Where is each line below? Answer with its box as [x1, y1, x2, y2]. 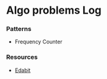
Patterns [6, 25, 32, 33]
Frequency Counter [14, 38, 62, 45]
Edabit [14, 67, 31, 74]
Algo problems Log [6, 4, 102, 17]
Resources [6, 53, 38, 61]
